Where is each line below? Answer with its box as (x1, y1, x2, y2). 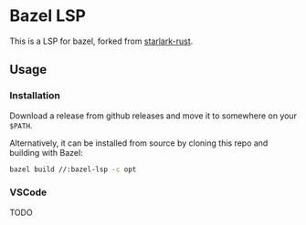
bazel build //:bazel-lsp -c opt (9, 165, 137, 174)
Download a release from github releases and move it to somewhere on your (9, 110, 297, 121)
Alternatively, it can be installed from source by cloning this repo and (9, 138, 269, 148)
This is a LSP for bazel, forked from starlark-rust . (9, 36, 194, 46)
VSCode (9, 186, 47, 199)
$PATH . (9, 119, 33, 130)
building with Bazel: (9, 147, 84, 158)
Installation (9, 89, 61, 102)
